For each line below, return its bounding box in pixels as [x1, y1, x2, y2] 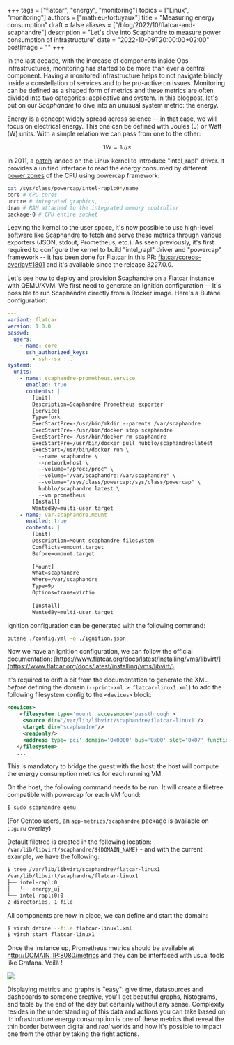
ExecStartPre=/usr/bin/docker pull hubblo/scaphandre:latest [32, 439, 214, 446]
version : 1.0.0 [7, 323, 52, 330]
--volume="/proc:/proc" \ [38, 466, 114, 473]
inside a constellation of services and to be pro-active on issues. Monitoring [7, 79, 225, 87]
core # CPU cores [7, 191, 58, 198]
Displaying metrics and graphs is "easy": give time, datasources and [7, 985, 203, 994]
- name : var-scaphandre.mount [19, 511, 108, 518]
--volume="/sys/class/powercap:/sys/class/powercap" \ [38, 478, 201, 486]
